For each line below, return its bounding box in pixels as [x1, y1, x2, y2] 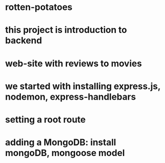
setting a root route [5, 114, 86, 125]
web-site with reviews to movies [5, 58, 142, 69]
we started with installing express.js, [5, 80, 161, 92]
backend [5, 35, 42, 46]
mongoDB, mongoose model [5, 148, 125, 159]
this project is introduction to [5, 24, 127, 36]
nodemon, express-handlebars [5, 91, 136, 102]
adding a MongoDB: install [5, 137, 116, 148]
